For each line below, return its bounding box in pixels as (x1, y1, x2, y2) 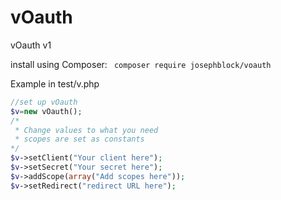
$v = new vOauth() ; (10, 106, 83, 116)
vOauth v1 (10, 39, 52, 51)
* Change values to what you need (14, 125, 159, 135)
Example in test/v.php (10, 77, 100, 90)
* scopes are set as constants (14, 134, 145, 145)
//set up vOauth (10, 97, 78, 107)
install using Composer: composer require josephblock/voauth (10, 58, 272, 70)
